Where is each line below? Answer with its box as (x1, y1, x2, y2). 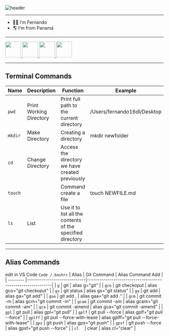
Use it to (60, 204, 80, 211)
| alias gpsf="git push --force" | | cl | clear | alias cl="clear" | (5, 325, 136, 331)
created (60, 169, 79, 176)
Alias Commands (5, 258, 60, 267)
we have (60, 162, 80, 169)
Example (115, 87, 137, 94)
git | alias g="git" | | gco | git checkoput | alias (63, 282, 157, 288)
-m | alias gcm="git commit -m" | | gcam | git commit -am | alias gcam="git (5, 298, 158, 304)
